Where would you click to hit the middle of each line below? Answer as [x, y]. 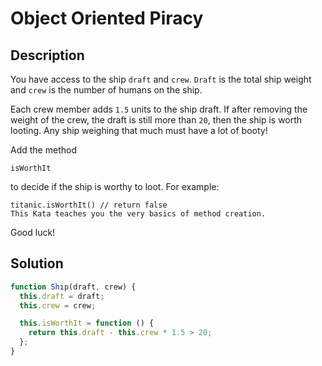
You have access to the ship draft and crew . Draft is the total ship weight [161, 79]
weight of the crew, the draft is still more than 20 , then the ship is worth [156, 120]
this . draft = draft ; [62, 296]
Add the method [43, 150]
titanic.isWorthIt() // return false [89, 205]
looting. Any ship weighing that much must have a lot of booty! [139, 130]
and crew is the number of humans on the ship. [106, 90]
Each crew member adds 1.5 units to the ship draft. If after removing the [159, 109]
